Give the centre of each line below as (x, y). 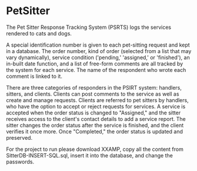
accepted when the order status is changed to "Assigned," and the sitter (94, 113)
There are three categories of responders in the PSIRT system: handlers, (94, 87)
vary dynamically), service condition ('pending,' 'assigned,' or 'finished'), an (98, 57)
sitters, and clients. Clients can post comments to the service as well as (93, 94)
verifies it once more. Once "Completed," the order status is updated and (95, 131)
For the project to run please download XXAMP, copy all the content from (95, 149)
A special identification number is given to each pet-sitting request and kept (98, 45)
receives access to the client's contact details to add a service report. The (96, 119)
